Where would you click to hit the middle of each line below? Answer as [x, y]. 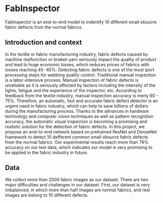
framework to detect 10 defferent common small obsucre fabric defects [77, 137]
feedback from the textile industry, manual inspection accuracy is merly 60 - [82, 95]
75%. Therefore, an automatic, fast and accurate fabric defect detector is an [81, 101]
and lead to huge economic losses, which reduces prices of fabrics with [77, 64]
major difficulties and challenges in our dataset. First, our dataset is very [77, 185]
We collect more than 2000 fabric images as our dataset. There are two [77, 179]
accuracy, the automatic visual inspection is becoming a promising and [76, 121]
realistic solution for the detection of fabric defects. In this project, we [75, 127]
